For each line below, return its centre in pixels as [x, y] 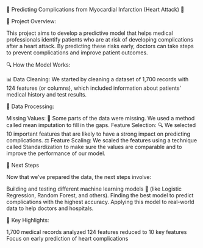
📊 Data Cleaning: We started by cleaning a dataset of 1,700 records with [98, 79]
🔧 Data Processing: [30, 106]
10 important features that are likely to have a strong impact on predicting [98, 134]
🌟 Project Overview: [31, 21]
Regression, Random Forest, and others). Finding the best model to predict [100, 195]
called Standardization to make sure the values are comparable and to [94, 147]
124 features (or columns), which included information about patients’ [94, 88]
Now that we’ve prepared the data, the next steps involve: [79, 177]
